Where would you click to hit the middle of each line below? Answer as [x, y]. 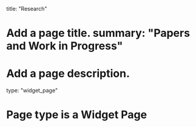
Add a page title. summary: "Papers [98, 33]
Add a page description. [68, 73]
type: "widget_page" [32, 91]
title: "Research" [27, 9]
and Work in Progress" [65, 46]
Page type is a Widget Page [77, 115]
